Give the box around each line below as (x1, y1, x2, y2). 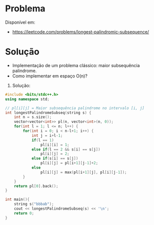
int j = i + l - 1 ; (31, 133, 63, 138)
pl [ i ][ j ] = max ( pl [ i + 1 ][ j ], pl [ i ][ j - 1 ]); (40, 170, 127, 175)
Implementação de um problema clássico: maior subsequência (12, 62, 140, 68)
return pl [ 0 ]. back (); (14, 184, 58, 188)
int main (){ (5, 197, 30, 202)
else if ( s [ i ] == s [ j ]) (31, 156, 78, 161)
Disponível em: (5, 19, 36, 25)
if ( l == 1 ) (31, 138, 54, 143)
